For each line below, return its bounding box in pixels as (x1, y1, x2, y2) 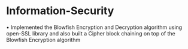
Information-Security (6, 4, 114, 18)
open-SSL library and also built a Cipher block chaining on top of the (6, 30, 175, 37)
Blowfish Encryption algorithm (6, 36, 81, 43)
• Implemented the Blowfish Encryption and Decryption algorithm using (6, 24, 183, 31)
